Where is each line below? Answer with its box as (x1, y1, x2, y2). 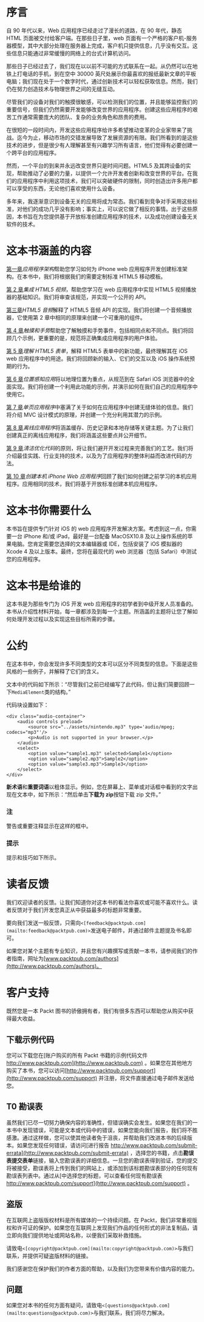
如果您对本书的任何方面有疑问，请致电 (6, 1301, 102, 1309)
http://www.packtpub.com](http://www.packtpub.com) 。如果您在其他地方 (6, 1059, 193, 1066)
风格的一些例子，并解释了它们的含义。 (6, 668, 102, 675)
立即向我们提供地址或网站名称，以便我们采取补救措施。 (6, 1231, 144, 1239)
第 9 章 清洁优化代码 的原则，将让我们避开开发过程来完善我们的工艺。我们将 (6, 444, 194, 451)
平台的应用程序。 (16, 149, 59, 156)
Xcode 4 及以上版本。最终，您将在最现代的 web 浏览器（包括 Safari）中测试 (6, 547, 197, 555)
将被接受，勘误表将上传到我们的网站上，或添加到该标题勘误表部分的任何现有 (6, 1164, 198, 1171)
